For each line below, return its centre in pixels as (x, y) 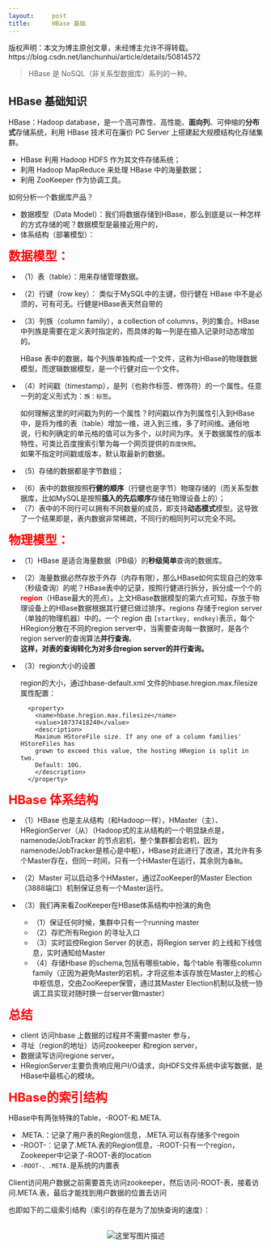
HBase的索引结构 (58, 1098)
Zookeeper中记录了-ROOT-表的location (86, 1156)
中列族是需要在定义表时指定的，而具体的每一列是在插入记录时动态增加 (137, 331)
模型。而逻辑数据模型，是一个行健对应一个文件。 (102, 368)
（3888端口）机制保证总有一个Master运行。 (94, 888)
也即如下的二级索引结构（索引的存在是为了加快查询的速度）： (109, 1210)
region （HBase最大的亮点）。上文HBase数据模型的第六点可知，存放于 (136, 598)
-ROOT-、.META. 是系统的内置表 (70, 1165)
